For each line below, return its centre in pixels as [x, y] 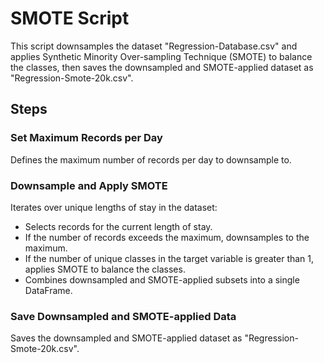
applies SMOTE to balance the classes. [105, 269]
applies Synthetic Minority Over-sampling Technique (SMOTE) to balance [161, 56]
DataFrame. [48, 290]
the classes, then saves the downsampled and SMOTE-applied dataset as [162, 67]
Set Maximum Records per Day [86, 138]
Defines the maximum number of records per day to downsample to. [151, 159]
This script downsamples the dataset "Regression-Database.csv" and [154, 46]
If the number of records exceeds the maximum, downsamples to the [167, 237]
